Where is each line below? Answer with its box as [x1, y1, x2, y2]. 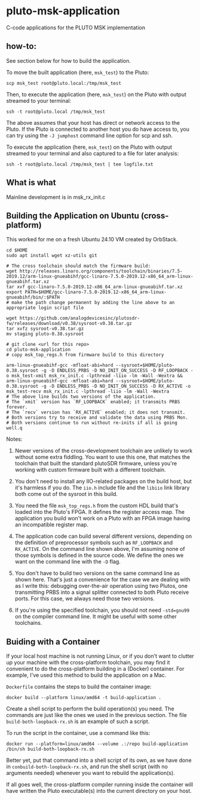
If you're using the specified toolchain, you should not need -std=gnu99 [14, 606, 190, 614]
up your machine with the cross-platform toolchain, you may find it [6, 659, 170, 666]
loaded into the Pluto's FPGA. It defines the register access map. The [14, 508, 185, 516]
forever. [6, 404, 28, 410]
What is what [6, 177, 56, 188]
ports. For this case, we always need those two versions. [14, 595, 155, 602]
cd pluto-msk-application [6, 347, 70, 353]
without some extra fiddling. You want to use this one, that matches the [14, 453, 190, 461]
